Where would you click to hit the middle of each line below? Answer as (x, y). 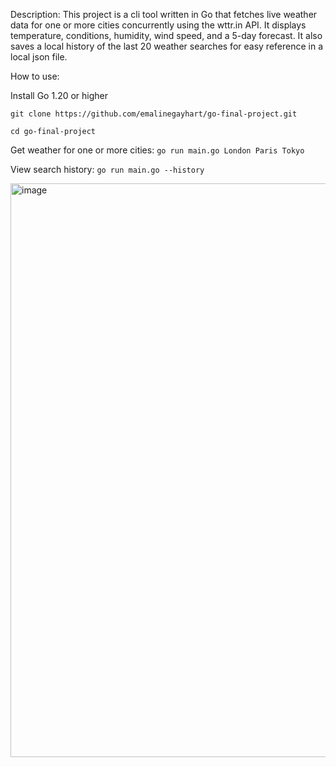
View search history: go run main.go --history (107, 169)
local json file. (39, 57)
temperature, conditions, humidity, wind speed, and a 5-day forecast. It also (166, 35)
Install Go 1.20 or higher (59, 95)
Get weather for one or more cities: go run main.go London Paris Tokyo (157, 150)
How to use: (35, 76)
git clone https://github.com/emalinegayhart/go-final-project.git (154, 114)
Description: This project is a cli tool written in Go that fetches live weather (164, 14)
